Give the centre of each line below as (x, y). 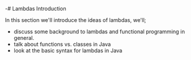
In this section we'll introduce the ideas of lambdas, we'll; (76, 20)
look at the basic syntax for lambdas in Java (68, 50)
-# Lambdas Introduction (36, 9)
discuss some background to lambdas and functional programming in (99, 31)
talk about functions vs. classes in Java (62, 44)
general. (24, 38)
